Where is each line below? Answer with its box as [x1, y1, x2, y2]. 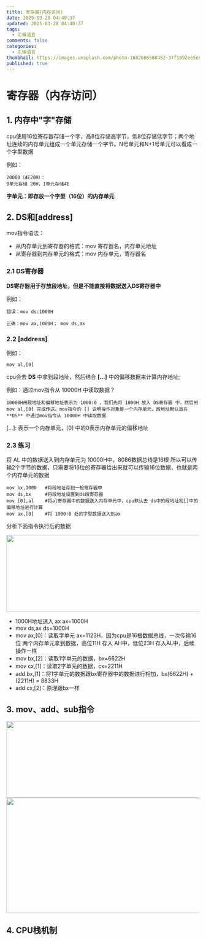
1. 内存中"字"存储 [6, 115, 72, 126]
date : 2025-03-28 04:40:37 [6, 15, 75, 21]
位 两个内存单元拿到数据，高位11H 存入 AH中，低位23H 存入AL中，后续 [15, 640, 195, 647]
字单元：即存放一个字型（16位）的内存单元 [6, 192, 115, 199]
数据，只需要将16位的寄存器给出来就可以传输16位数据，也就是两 [36, 464, 198, 471]
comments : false [6, 37, 48, 44]
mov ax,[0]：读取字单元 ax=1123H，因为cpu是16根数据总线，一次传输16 [15, 632, 197, 639]
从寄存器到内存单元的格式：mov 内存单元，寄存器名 [15, 250, 146, 258]
